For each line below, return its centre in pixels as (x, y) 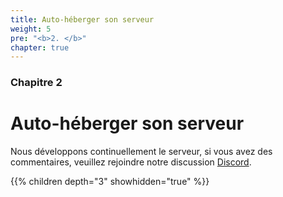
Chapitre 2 (36, 83)
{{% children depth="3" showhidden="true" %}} (110, 182)
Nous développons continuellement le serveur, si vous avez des (141, 152)
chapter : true (40, 47)
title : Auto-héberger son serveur (82, 19)
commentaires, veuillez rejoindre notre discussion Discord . (131, 162)
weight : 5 (31, 29)
